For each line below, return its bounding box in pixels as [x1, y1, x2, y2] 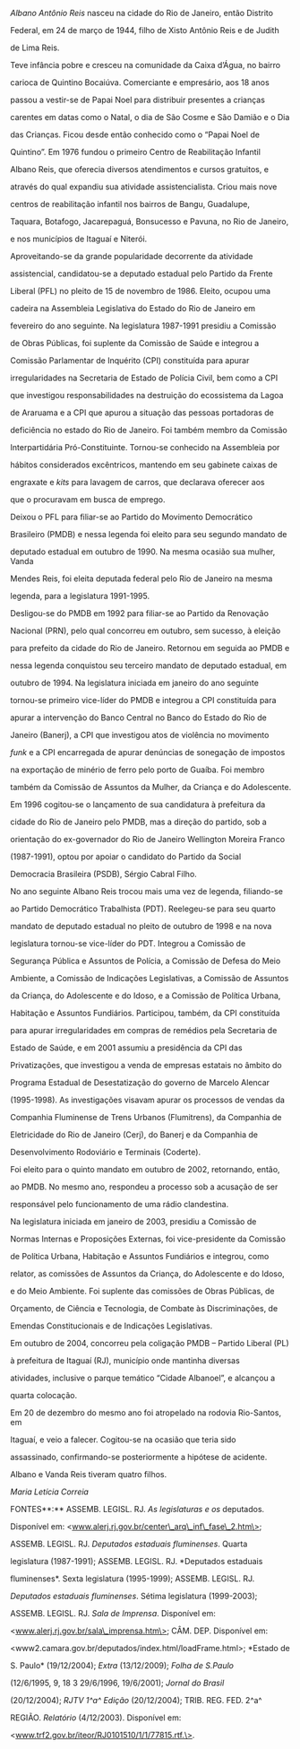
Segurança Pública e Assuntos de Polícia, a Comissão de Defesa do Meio [10, 955, 281, 966]
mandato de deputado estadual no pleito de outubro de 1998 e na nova [10, 921, 272, 931]
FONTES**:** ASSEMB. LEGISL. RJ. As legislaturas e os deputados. [10, 1504, 265, 1514]
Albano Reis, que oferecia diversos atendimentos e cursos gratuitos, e [10, 164, 270, 174]
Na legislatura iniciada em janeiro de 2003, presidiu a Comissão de [10, 1216, 257, 1227]
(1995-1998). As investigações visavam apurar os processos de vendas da [10, 1094, 286, 1105]
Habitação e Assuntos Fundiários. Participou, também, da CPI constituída [10, 1008, 280, 1018]
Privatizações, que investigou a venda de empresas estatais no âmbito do [10, 1060, 282, 1070]
